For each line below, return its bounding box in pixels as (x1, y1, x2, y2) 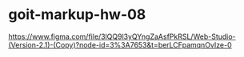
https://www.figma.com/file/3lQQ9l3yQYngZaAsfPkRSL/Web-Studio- (8, 32, 236, 41)
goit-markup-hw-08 (8, 6, 146, 24)
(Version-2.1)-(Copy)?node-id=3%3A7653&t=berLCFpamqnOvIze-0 (8, 40, 232, 49)
